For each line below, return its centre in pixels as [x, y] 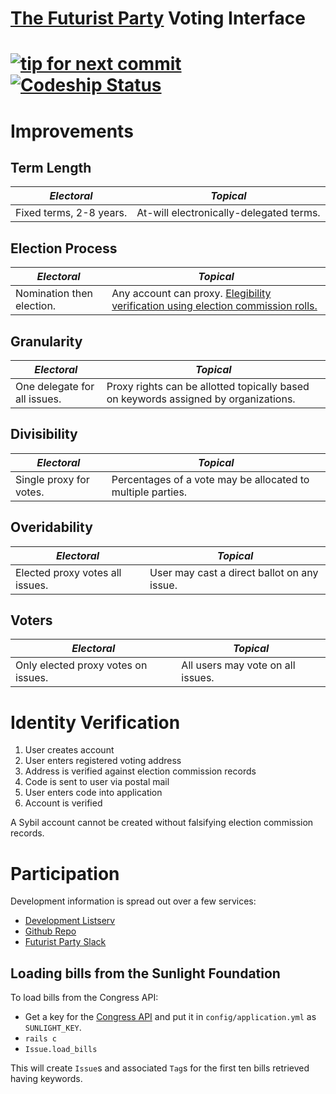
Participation [65, 873]
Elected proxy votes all [68, 572]
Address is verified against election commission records [140, 771]
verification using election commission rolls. [214, 306]
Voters [31, 620]
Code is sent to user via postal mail [97, 782]
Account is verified [63, 803]
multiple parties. [149, 492]
